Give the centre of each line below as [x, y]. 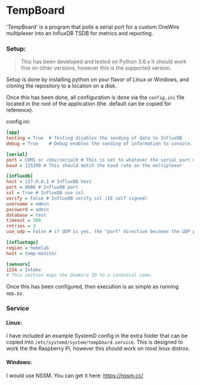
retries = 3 [21, 226]
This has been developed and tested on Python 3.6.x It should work [103, 62]
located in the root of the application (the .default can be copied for [89, 104]
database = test [26, 215]
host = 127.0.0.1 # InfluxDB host [49, 182]
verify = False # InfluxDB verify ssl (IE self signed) [77, 198]
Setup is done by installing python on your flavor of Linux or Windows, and [98, 80]
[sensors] [18, 264]
